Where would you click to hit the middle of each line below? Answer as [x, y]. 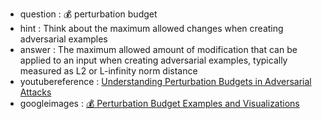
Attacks [35, 92]
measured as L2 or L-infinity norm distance [108, 71]
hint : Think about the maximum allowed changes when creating [151, 28]
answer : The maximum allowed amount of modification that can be [158, 49]
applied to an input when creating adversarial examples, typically [153, 60]
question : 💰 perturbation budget [88, 14]
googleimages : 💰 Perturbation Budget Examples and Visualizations [159, 103]
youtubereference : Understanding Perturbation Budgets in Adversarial [165, 81]
